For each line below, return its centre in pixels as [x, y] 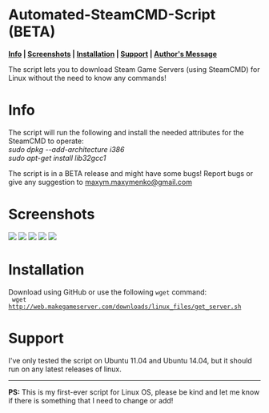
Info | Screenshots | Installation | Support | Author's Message [113, 54]
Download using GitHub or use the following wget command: [108, 292]
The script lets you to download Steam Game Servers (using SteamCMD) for [134, 69]
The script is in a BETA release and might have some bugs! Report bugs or [131, 173]
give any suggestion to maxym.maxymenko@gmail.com [100, 182]
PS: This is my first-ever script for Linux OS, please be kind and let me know [134, 392]
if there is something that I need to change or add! [91, 400]
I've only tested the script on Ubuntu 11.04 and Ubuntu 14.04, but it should [130, 360]
